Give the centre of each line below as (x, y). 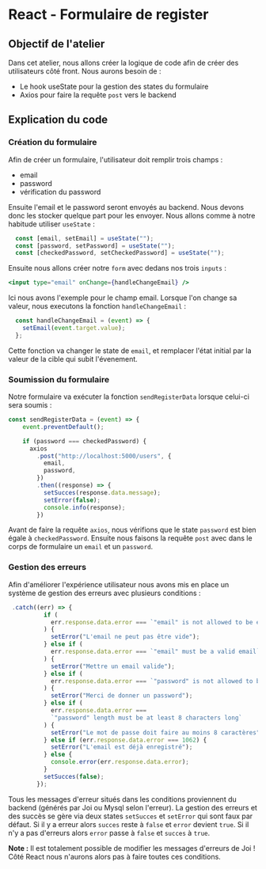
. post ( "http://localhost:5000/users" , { (104, 456)
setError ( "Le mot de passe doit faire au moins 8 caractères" (155, 732)
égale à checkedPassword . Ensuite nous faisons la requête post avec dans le (130, 538)
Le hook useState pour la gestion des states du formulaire (114, 86)
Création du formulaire (53, 142)
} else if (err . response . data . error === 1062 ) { (125, 740)
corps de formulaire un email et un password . (81, 547)
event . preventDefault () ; (63, 427)
